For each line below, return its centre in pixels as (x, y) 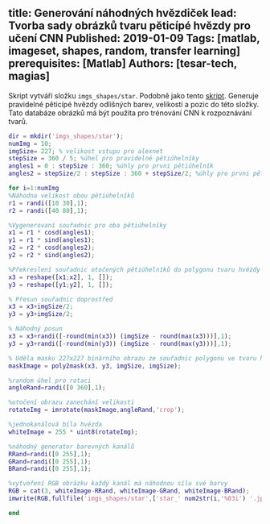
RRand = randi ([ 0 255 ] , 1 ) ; (50, 454)
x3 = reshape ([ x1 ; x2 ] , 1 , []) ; (61, 277)
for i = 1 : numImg (34, 189)
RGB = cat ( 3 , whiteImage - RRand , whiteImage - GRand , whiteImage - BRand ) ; (129, 491)
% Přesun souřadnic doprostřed (61, 299)
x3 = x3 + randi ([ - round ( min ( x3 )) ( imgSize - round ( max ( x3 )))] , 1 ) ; (120, 337)
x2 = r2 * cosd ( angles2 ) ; (51, 248)
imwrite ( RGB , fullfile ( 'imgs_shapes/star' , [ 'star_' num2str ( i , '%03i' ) (127, 499)
